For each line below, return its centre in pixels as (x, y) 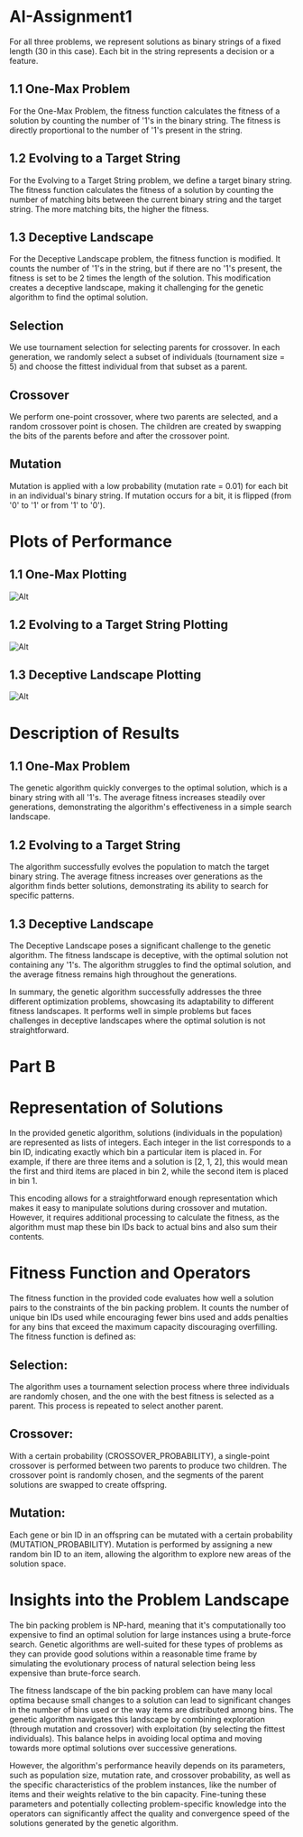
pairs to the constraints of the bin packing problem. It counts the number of (149, 1308)
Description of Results (95, 733)
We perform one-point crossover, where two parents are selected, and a (144, 416)
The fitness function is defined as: (73, 1336)
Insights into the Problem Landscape (150, 1600)
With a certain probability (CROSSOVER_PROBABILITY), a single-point (140, 1455)
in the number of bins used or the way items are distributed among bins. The (151, 1709)
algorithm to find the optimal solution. (79, 297)
